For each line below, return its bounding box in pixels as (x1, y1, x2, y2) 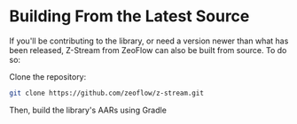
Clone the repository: (9, 71, 87, 81)
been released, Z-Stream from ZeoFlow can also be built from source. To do (9, 44, 287, 55)
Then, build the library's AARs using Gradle (9, 105, 167, 115)
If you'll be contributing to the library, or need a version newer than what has (9, 35, 289, 46)
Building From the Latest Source (9, 6, 250, 27)
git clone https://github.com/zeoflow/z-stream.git (9, 89, 204, 97)
